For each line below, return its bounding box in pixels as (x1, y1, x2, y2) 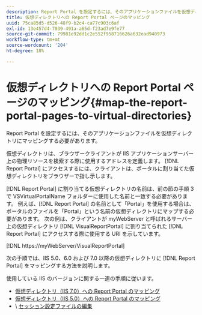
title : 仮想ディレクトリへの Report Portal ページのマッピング (6, 14, 150, 20)
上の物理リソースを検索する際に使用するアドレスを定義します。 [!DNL (6, 157, 179, 164)
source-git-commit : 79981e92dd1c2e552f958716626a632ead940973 (6, 31, 165, 37)
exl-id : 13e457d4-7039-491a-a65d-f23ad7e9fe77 (6, 25, 125, 32)
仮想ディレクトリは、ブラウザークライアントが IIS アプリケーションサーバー (6, 149, 194, 157)
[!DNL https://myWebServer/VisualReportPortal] (6, 242, 125, 249)
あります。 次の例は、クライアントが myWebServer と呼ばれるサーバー (16, 215, 193, 222)
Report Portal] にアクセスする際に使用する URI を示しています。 (6, 230, 164, 237)
